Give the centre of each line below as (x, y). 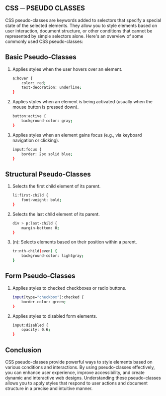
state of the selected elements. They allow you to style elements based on (81, 25)
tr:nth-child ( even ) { (35, 251)
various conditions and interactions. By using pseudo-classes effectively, (80, 367)
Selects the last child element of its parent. (56, 214)
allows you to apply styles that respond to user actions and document (77, 383)
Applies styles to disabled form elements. (55, 316)
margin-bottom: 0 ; (41, 228)
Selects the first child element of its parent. (56, 186)
